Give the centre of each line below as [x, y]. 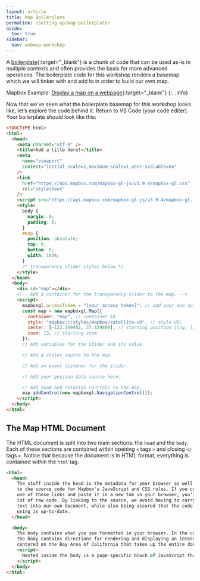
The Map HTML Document [56, 428]
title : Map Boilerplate [36, 17]
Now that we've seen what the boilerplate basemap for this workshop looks [99, 104]
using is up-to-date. [43, 511]
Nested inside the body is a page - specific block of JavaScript [103, 555]
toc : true [24, 34]
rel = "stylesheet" [43, 189]
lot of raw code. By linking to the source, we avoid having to [98, 500]
